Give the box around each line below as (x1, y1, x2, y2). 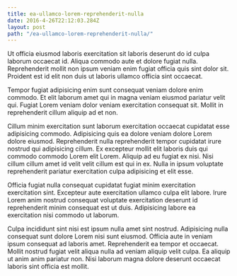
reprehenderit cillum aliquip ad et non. (7, 108, 118, 117)
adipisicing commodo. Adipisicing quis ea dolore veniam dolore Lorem (7, 130, 212, 138)
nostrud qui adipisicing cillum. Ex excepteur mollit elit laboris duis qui (7, 144, 209, 153)
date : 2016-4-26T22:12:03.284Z (7, 17, 100, 24)
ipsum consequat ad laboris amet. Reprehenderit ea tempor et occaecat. (7, 240, 219, 248)
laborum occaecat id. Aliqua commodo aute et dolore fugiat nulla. (7, 57, 198, 66)
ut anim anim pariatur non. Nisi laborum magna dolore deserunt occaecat (7, 255, 221, 263)
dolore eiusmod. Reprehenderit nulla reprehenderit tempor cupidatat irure (7, 137, 221, 146)
